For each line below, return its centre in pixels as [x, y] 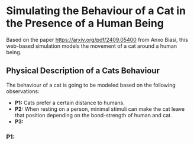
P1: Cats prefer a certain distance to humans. [70, 103]
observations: [23, 91]
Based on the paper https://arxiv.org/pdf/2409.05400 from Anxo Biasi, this [97, 39]
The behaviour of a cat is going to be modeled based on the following [91, 85]
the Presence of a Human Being [85, 23]
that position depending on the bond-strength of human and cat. [93, 115]
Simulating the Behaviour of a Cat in [96, 11]
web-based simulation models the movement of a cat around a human [92, 46]
